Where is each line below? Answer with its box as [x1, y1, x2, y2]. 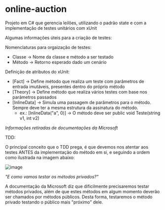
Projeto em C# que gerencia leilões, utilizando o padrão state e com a [5, 20, 147, 26]
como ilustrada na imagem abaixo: [5, 155, 75, 160]
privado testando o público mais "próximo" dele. [5, 199, 103, 205]
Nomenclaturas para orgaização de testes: [5, 44, 92, 50]
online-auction [5, 3, 67, 15]
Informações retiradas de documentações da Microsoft [5, 125, 118, 131]
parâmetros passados [12, 94, 57, 100]
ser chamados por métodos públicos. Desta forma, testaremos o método [5, 194, 153, 200]
